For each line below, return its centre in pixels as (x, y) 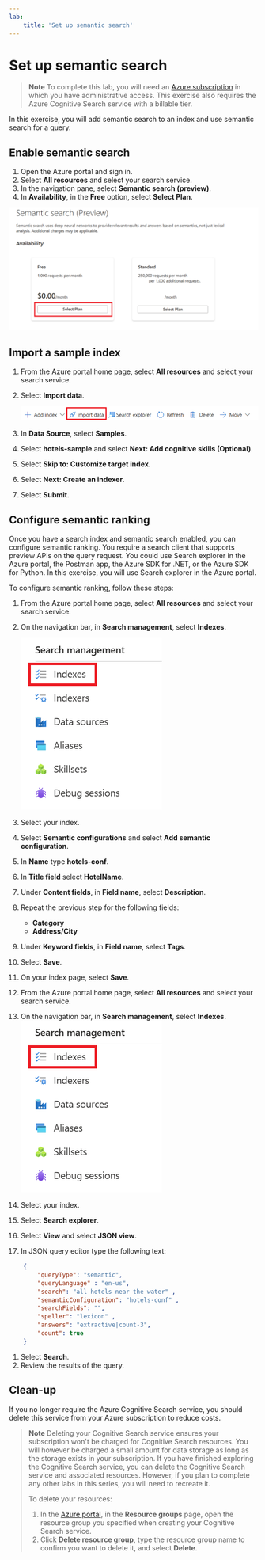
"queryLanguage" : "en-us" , (83, 1283)
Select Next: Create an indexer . (72, 480)
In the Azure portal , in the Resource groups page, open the (137, 1514)
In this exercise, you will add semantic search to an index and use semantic (132, 120)
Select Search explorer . (60, 1220)
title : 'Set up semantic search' (78, 25)
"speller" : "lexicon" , (76, 1317)
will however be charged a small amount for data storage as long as (138, 1450)
